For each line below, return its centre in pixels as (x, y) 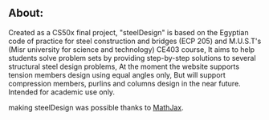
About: (26, 13)
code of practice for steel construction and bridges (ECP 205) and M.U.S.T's (135, 41)
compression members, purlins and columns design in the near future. (124, 83)
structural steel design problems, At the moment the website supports (124, 66)
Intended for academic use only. (61, 92)
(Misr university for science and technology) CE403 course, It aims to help (132, 49)
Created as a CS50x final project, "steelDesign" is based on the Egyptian (128, 32)
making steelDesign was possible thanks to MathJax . (96, 107)
